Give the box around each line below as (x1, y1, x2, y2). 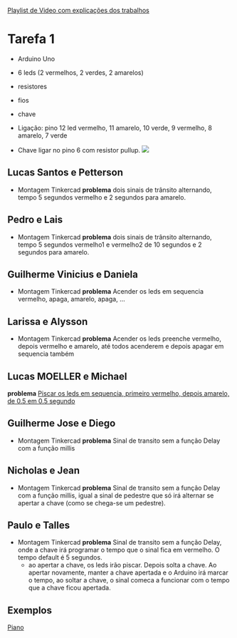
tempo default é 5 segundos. (17, 553, 102, 562)
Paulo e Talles (7, 520, 70, 532)
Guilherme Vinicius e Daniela (7, 268, 139, 280)
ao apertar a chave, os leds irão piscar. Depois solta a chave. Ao (28, 561, 217, 570)
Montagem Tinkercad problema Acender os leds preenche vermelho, (17, 334, 222, 343)
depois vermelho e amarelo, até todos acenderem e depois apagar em (17, 342, 224, 351)
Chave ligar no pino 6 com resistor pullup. (17, 145, 141, 154)
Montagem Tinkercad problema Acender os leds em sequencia (17, 287, 204, 296)
